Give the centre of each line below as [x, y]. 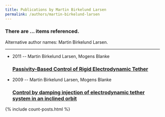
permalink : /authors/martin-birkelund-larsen [52, 14]
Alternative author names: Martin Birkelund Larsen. [56, 42]
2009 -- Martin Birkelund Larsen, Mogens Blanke [62, 80]
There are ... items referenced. [42, 31]
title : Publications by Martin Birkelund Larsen [56, 10]
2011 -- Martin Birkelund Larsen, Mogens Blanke [61, 56]
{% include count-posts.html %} [38, 109]
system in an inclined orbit [44, 99]
